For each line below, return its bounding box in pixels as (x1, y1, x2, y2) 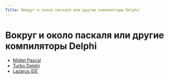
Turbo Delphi (12, 62, 40, 69)
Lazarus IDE (12, 68, 38, 74)
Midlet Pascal (12, 57, 42, 63)
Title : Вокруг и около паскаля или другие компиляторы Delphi (5, 7, 140, 13)
